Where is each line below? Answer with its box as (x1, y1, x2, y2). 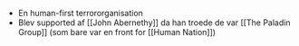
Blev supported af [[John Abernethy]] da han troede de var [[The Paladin (17, 17, 291, 28)
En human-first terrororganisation (17, 8, 143, 18)
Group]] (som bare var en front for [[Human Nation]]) (17, 27, 216, 37)
